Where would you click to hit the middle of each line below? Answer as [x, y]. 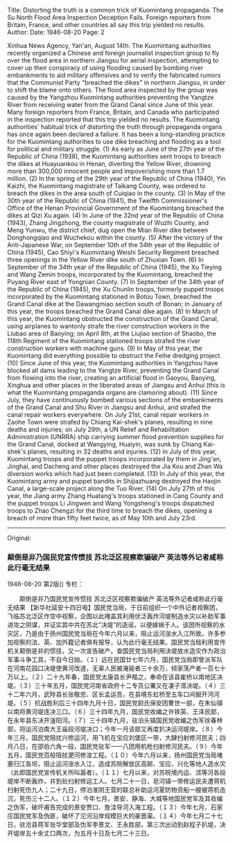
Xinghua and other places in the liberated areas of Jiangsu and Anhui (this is [116, 385]
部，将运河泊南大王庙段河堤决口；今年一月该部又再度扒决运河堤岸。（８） [112, 729]
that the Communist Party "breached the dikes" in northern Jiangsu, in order [116, 82]
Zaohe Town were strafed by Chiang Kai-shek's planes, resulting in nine [110, 422]
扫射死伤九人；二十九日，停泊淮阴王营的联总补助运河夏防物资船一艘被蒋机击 [116, 790]
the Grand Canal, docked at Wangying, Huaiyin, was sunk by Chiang [105, 444]
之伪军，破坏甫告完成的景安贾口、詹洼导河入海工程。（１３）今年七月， [109, 807]
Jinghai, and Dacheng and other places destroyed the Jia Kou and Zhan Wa [115, 466]
